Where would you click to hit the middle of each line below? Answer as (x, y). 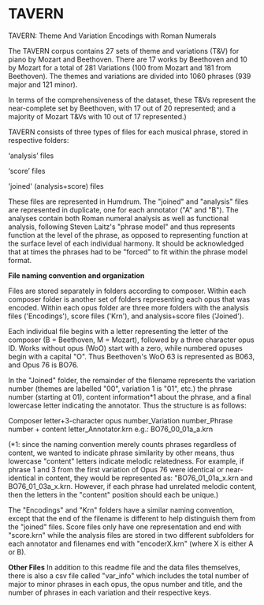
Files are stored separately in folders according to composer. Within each (127, 291)
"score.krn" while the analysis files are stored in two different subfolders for (131, 535)
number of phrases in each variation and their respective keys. (110, 592)
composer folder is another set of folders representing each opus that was (129, 299)
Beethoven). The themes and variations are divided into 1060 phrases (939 (130, 76)
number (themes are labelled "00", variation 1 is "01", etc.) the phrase (120, 389)
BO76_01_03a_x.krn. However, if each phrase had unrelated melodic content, (132, 486)
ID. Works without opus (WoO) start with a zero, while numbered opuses (125, 348)
